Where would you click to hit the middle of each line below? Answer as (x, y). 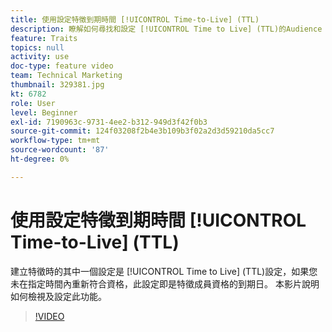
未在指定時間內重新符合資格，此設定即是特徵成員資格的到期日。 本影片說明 (165, 283)
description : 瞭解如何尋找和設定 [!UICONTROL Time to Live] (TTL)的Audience (166, 29)
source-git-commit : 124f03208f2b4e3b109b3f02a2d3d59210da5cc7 (142, 131)
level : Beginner (44, 112)
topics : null (37, 47)
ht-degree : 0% (40, 159)
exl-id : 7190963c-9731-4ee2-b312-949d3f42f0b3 (109, 122)
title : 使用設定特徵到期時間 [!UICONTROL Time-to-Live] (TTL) (135, 19)
